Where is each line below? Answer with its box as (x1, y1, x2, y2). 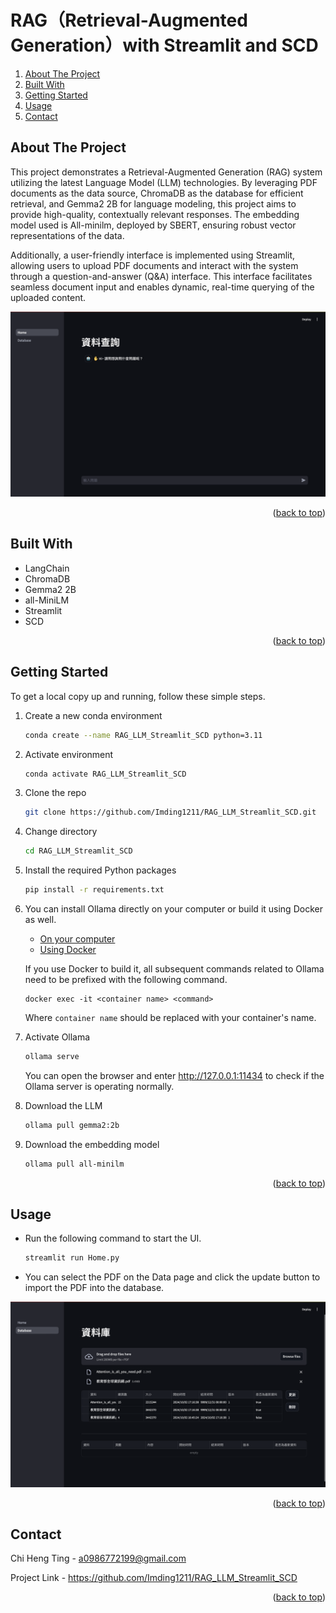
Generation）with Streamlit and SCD (10, 34, 319, 57)
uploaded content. (10, 291, 87, 303)
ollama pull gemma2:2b (24, 1120, 120, 1130)
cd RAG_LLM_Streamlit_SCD (24, 846, 133, 856)
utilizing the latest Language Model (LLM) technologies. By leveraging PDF (10, 176, 318, 188)
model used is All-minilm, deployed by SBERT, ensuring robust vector (10, 219, 297, 231)
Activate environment (24, 748, 114, 760)
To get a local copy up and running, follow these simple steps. (10, 690, 266, 702)
